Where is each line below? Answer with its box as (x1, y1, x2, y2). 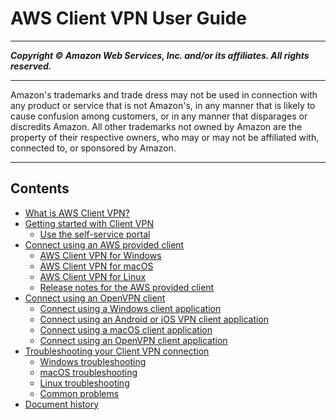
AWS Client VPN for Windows (39, 249, 162, 261)
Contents (10, 180, 70, 197)
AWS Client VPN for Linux (39, 270, 147, 282)
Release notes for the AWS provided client (39, 281, 215, 293)
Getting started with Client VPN (24, 217, 155, 229)
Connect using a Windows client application (39, 302, 222, 314)
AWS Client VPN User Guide (10, 7, 247, 30)
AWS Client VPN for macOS (39, 260, 154, 272)
